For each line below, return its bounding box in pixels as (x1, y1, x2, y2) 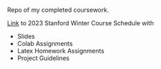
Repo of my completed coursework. (7, 6, 109, 14)
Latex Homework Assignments (17, 47, 105, 55)
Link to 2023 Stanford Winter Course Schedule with (7, 19, 154, 27)
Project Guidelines (17, 54, 70, 62)
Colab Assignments (17, 40, 73, 47)
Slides (17, 32, 35, 40)
